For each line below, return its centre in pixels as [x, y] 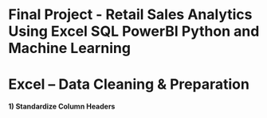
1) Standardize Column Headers [62, 107]
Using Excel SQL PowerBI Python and [134, 31]
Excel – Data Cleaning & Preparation [129, 84]
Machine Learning [70, 48]
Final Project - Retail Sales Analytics [130, 15]
